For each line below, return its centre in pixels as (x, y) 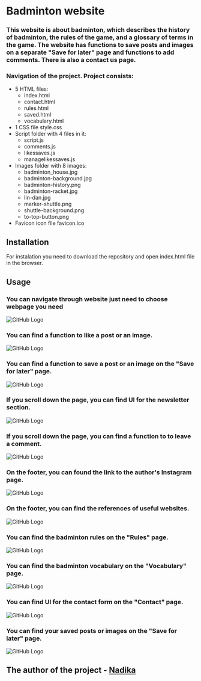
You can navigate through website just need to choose (87, 299)
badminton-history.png (52, 185)
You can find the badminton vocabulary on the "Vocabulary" (97, 566)
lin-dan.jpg (37, 198)
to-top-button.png (46, 217)
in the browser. (25, 263)
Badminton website (55, 11)
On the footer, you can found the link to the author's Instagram (99, 472)
